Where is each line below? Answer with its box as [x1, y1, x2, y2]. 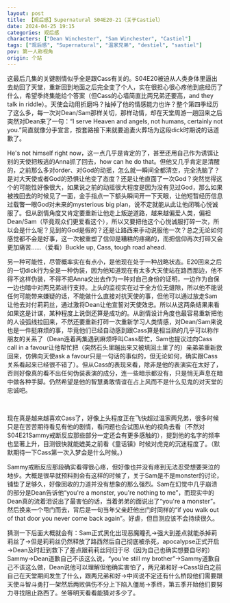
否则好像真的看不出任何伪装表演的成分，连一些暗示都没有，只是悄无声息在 [7, 369, 217, 377]
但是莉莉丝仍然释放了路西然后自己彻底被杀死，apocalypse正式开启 [30, 537, 220, 545]
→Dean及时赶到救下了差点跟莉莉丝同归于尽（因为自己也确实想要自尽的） [7, 545, 214, 554]
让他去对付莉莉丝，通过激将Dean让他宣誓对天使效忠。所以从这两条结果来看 [7, 300, 220, 308]
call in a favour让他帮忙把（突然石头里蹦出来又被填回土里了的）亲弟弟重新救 [7, 343, 222, 352]
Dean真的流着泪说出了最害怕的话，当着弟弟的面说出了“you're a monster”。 [7, 497, 219, 505]
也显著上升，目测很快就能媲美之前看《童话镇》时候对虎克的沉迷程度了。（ [7, 439, 214, 447]
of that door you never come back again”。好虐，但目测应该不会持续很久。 [7, 514, 219, 522]
